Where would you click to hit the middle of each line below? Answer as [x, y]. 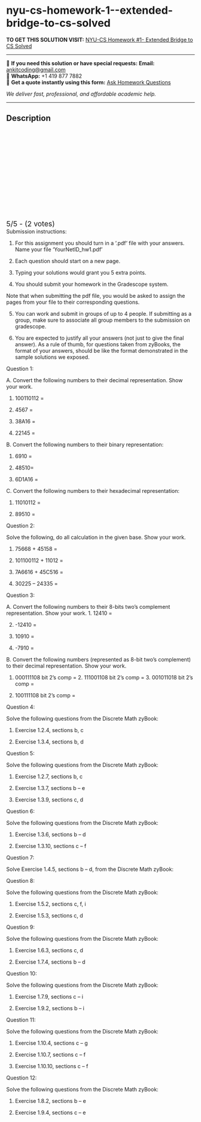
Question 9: [20, 927]
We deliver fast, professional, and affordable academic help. [81, 94]
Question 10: [22, 973]
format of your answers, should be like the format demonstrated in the [101, 350]
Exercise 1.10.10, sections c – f [51, 1066]
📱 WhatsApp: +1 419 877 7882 [44, 76]
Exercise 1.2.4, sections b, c [49, 730]
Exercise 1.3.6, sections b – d [50, 834]
